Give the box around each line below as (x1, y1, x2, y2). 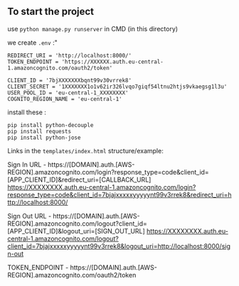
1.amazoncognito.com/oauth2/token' (7, 64, 113, 72)
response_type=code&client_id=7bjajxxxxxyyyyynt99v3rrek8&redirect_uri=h (7, 190, 232, 199)
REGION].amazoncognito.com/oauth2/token (7, 270, 137, 279)
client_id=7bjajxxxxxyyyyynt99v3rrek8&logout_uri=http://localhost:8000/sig (7, 241, 231, 251)
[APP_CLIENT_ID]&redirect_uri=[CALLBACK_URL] (7, 175, 152, 184)
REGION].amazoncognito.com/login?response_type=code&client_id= (7, 167, 210, 176)
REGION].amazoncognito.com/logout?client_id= (7, 219, 148, 228)
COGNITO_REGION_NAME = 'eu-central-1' (7, 95, 122, 102)
